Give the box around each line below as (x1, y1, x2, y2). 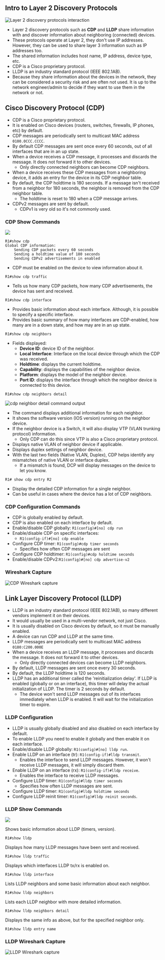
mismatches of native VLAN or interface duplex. (12, 457, 110, 463)
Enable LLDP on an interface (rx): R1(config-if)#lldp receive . (12, 767, 140, 773)
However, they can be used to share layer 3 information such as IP (12, 42, 147, 48)
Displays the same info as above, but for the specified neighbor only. (5, 917, 145, 923)
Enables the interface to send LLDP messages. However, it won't (19, 757, 151, 763)
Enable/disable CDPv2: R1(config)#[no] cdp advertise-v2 (12, 556, 130, 562)
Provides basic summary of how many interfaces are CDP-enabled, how (12, 317, 159, 323)
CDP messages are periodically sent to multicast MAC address (12, 133, 139, 139)
